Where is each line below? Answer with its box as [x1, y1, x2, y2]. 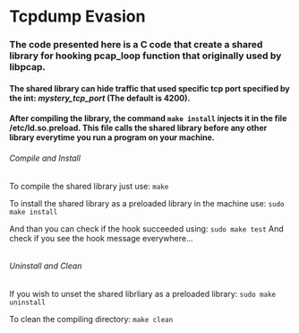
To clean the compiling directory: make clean [9, 313, 174, 324]
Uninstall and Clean [9, 260, 82, 271]
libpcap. [9, 61, 47, 74]
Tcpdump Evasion [9, 6, 146, 27]
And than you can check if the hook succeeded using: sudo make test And [9, 223, 284, 234]
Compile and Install [9, 153, 81, 163]
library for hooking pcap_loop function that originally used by [9, 49, 282, 62]
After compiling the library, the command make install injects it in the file [9, 113, 287, 124]
